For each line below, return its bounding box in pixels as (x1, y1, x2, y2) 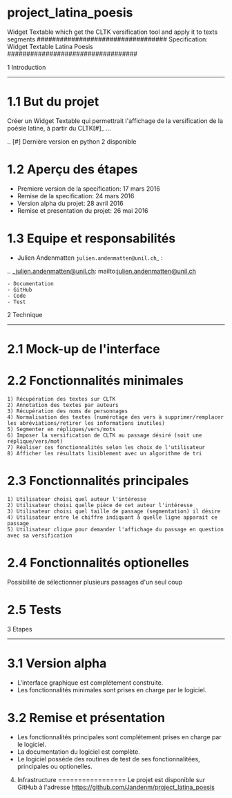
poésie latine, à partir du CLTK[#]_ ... (7, 124, 112, 132)
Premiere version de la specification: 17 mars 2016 (17, 184, 160, 193)
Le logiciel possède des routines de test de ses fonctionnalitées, (17, 754, 200, 763)
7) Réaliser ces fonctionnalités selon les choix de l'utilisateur (7, 444, 206, 450)
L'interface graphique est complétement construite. (17, 678, 164, 687)
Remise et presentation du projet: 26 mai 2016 (17, 206, 148, 215)
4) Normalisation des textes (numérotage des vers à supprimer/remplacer (7, 413, 224, 421)
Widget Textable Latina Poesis (7, 42, 93, 50)
